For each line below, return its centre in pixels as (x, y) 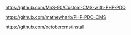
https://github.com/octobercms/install (45, 27)
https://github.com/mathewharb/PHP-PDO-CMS (56, 17)
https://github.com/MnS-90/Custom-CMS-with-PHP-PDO (65, 7)
